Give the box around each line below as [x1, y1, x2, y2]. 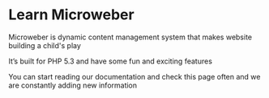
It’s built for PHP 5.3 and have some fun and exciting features [8, 56, 213, 66]
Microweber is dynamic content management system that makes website [8, 32, 253, 42]
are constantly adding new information [8, 80, 138, 90]
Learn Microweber [8, 6, 135, 24]
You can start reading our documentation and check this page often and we [8, 71, 261, 81]
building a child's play [8, 40, 81, 50]
